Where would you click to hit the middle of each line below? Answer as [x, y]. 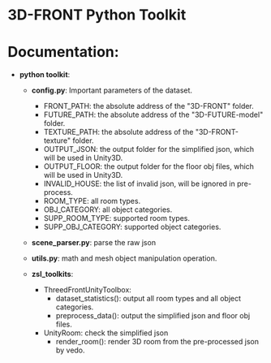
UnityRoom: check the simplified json [106, 333]
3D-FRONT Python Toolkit [97, 15]
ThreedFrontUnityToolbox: [87, 290]
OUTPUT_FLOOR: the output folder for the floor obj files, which [149, 166]
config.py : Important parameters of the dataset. [112, 90]
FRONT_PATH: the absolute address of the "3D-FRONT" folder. [149, 106]
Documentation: [63, 52]
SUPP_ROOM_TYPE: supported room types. [117, 218]
